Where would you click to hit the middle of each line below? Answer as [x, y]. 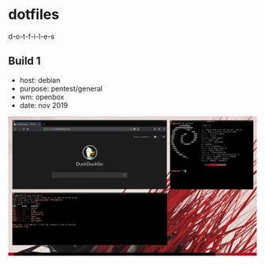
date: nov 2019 [44, 105]
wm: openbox [42, 97]
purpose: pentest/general [61, 88]
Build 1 [24, 61]
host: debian [40, 80]
